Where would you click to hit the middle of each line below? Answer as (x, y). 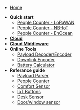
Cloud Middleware (29, 44)
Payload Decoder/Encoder (44, 54)
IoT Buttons (29, 92)
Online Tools (23, 49)
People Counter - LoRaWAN (46, 22)
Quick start (22, 17)
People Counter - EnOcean (45, 33)
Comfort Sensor (34, 86)
